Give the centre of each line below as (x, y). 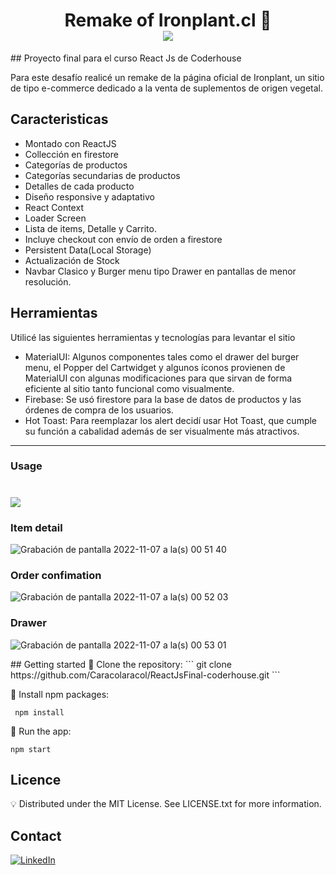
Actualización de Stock (72, 260)
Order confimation (56, 575)
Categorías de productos (76, 165)
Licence (36, 779)
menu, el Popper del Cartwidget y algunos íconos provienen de (155, 367)
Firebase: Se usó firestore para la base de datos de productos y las (163, 399)
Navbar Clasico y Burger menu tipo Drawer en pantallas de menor (160, 271)
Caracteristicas (59, 119)
